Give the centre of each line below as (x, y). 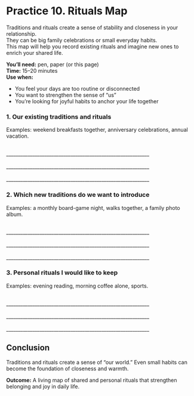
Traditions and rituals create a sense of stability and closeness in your (92, 27)
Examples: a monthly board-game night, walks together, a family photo (93, 208)
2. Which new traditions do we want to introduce (78, 195)
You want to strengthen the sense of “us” (65, 95)
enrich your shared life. (35, 52)
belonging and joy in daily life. (43, 386)
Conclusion (28, 348)
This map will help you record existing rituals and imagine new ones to (93, 47)
